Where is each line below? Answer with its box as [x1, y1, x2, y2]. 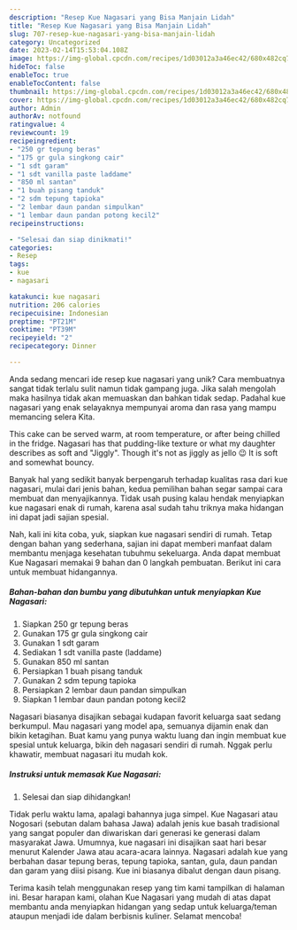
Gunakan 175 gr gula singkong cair [21, 628, 148, 638]
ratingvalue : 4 [9, 121, 65, 129]
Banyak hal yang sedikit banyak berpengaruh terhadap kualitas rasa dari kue [9, 473, 288, 484]
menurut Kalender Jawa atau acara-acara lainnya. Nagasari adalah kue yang [9, 846, 288, 856]
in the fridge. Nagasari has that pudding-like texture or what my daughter [9, 438, 276, 449]
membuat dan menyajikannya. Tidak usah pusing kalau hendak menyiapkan [9, 493, 285, 504]
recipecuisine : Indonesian [9, 309, 109, 317]
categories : [9, 243, 53, 253]
